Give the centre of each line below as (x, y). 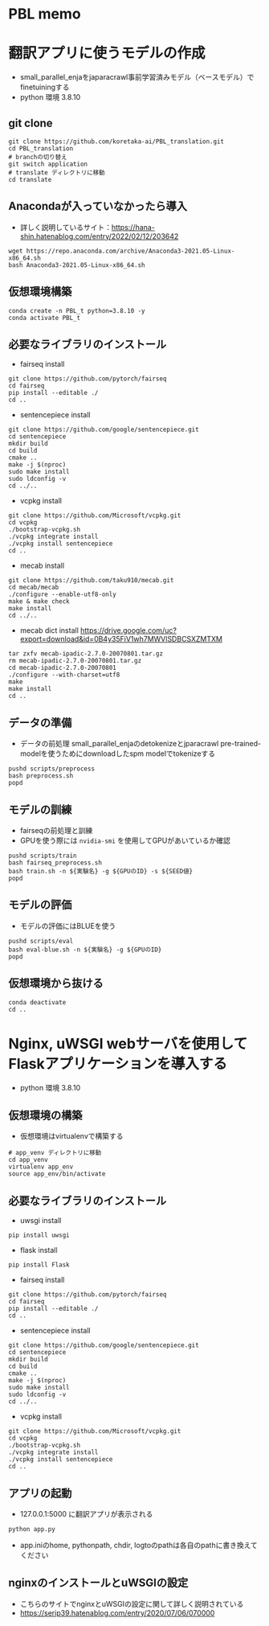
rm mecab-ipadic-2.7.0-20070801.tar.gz (75, 661)
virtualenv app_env (41, 1167)
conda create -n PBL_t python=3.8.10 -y (77, 310)
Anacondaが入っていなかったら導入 (98, 206)
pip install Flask (39, 1265)
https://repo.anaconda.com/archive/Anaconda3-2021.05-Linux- (130, 251)
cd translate (30, 179)
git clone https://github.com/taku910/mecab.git (91, 581)
